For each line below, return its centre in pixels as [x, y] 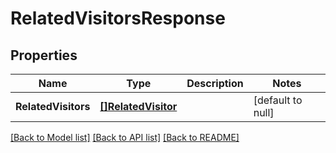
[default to [278, 100]
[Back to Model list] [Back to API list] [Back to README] [125, 137]
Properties [44, 55]
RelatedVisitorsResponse [118, 18]
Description [215, 83]
